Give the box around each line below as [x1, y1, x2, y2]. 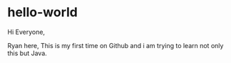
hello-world [7, 4, 78, 21]
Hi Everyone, [7, 28, 45, 36]
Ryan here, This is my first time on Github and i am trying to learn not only [7, 41, 224, 50]
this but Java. [7, 49, 48, 57]
